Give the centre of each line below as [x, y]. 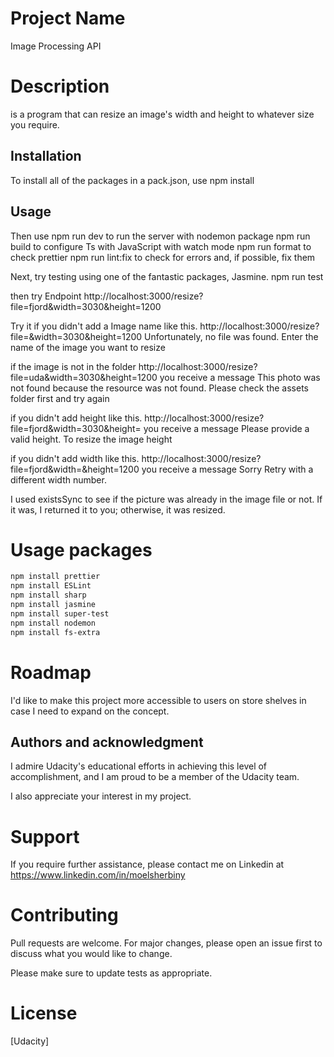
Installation [46, 156]
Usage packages [81, 549]
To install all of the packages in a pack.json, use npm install [132, 180]
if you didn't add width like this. [75, 458]
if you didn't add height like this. [76, 418]
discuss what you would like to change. [91, 954]
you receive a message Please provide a [226, 428]
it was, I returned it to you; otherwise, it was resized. [118, 509]
